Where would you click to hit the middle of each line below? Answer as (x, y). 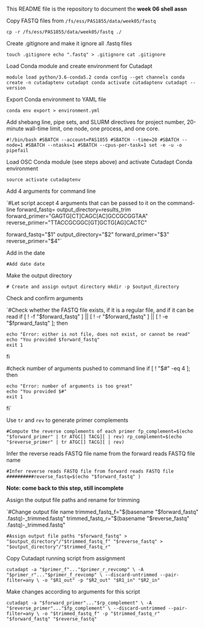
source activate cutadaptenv (43, 180)
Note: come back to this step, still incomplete (65, 488)
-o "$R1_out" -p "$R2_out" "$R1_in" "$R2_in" (101, 580)
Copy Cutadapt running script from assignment (66, 558)
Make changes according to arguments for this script (73, 591)
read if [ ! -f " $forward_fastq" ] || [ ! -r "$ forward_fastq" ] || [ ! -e (87, 316)
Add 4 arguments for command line (51, 191)
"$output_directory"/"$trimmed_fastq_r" (59, 547)
